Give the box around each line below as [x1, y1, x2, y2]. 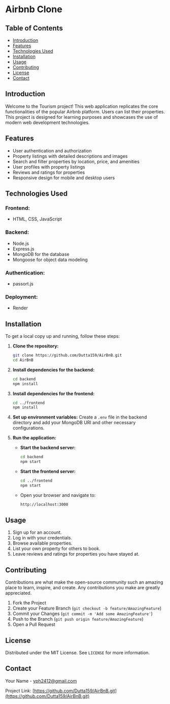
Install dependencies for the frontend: [12, 390, 95, 397]
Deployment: [5, 293, 38, 300]
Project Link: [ [5, 687, 35, 694]
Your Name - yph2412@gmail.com [5, 678, 77, 684]
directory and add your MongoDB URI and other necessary [12, 420, 136, 426]
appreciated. [5, 590, 32, 596]
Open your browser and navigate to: [20, 492, 96, 498]
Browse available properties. [12, 540, 73, 547]
